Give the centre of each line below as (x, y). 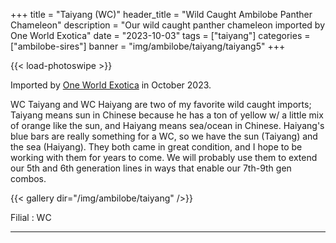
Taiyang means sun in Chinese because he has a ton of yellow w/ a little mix (167, 115)
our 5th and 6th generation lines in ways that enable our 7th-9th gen (151, 168)
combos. (28, 178)
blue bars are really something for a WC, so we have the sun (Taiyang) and (164, 136)
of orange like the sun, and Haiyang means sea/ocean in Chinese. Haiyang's (167, 125)
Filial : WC (31, 217)
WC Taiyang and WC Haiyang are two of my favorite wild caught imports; (161, 104)
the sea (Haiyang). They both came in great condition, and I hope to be (156, 147)
